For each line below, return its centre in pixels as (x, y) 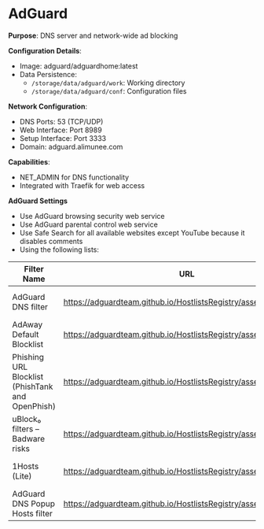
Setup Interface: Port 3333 (63, 138)
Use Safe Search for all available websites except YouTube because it (132, 232)
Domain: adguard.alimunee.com (71, 146)
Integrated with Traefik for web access (82, 185)
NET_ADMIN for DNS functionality (74, 177)
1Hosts (26, 466)
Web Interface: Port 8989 (60, 130)
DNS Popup (33, 503)
